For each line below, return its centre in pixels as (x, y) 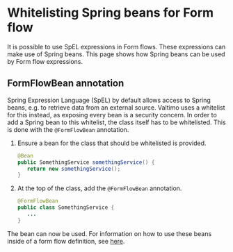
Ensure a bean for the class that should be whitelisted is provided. (112, 143)
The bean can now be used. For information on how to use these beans (110, 233)
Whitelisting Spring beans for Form (111, 13)
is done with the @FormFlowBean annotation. (68, 129)
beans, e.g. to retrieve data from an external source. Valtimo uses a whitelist (116, 107)
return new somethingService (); (74, 169)
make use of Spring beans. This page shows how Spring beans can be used (116, 54)
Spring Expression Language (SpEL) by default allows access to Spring (109, 100)
